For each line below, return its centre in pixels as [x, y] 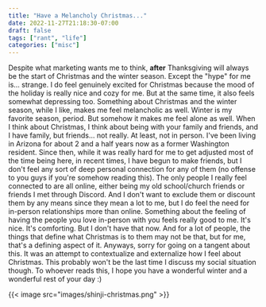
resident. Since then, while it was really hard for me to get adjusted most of [131, 153]
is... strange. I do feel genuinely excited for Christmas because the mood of [131, 85]
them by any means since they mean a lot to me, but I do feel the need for [129, 203]
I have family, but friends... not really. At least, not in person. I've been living [132, 135]
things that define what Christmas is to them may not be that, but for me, [127, 237]
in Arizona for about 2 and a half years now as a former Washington [119, 144]
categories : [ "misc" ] [44, 45]
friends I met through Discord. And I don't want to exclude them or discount [132, 195]
